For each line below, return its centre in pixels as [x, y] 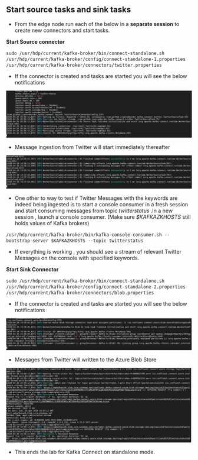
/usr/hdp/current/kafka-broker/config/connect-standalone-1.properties [96, 59]
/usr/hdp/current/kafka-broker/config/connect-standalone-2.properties [96, 287]
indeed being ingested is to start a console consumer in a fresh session [101, 205]
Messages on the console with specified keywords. [77, 258]
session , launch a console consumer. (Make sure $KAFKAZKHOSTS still [103, 217]
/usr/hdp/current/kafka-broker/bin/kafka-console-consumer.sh [84, 235]
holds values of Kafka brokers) [52, 223]
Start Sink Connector [32, 270]
